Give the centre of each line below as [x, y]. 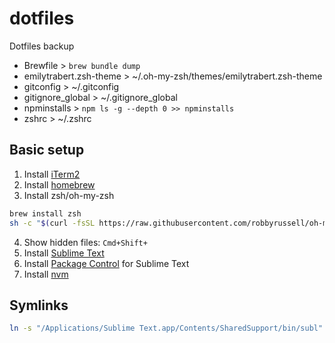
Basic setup [47, 150]
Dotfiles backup [42, 46]
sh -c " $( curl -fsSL [52, 223]
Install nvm [46, 274]
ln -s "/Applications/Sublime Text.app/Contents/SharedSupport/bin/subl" [166, 328]
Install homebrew [59, 184]
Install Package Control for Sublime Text [106, 263]
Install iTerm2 [52, 174]
